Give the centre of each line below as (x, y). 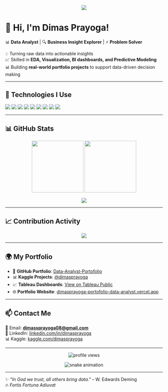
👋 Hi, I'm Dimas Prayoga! (57, 28)
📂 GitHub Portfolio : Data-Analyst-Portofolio (57, 271)
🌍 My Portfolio (29, 257)
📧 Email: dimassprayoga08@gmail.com (47, 328)
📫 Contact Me (28, 313)
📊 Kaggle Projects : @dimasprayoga (50, 277)
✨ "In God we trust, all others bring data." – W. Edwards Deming (71, 379)
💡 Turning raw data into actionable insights (49, 53)
